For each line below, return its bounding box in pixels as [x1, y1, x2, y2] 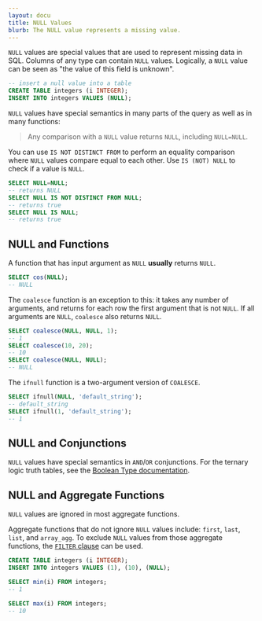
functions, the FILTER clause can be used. [8, 542, 143, 551]
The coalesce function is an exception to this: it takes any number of [8, 295, 229, 304]
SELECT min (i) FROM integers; [8, 578, 108, 586]
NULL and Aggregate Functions [8, 488, 165, 502]
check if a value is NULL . [8, 164, 85, 173]
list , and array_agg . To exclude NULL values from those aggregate [8, 533, 223, 542]
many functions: [8, 117, 61, 126]
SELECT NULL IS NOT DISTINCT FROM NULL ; [8, 193, 143, 201]
